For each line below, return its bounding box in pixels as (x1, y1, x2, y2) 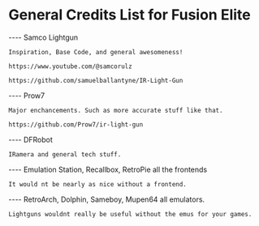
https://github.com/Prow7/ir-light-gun (8, 120, 144, 129)
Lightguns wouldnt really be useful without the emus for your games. (8, 210, 253, 218)
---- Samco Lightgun (8, 32, 79, 42)
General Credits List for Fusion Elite (8, 6, 252, 24)
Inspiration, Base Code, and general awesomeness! (8, 48, 183, 56)
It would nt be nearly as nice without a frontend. (8, 180, 187, 188)
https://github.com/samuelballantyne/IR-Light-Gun (8, 76, 183, 84)
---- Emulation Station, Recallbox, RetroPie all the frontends (8, 164, 208, 174)
